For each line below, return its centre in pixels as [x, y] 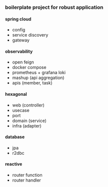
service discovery [30, 35]
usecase [21, 110]
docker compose [29, 67]
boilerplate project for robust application [54, 7]
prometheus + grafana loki [39, 73]
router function [27, 175]
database [15, 137]
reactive [14, 164]
